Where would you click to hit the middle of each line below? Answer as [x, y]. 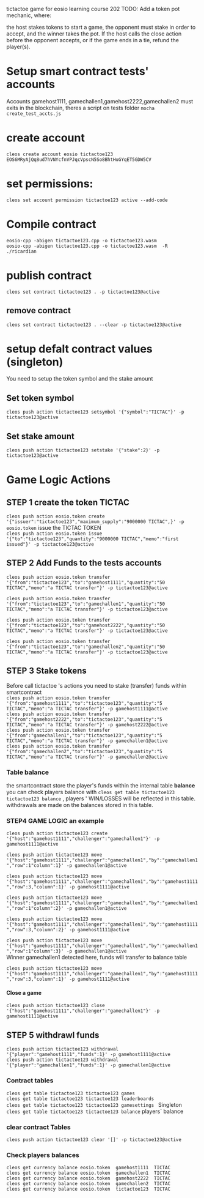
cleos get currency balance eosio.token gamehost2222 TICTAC [89, 1178]
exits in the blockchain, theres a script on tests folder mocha [80, 108]
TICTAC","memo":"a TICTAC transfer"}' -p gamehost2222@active [87, 724]
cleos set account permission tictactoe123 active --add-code [87, 200]
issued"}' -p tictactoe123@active [50, 545]
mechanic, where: [29, 15]
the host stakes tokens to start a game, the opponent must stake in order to [101, 27]
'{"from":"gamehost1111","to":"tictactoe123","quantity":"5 [85, 703]
